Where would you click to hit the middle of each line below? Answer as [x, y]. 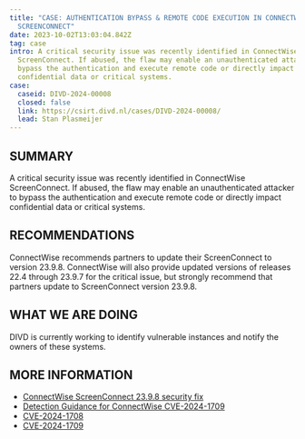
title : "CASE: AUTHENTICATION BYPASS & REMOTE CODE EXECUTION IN [135, 18]
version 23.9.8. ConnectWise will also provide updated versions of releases [150, 267]
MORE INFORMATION [71, 375]
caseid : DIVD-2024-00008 [64, 94]
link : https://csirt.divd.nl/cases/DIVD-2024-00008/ [119, 111]
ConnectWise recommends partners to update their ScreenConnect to [141, 257]
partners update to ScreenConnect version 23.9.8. [103, 286]
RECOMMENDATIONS [72, 236]
